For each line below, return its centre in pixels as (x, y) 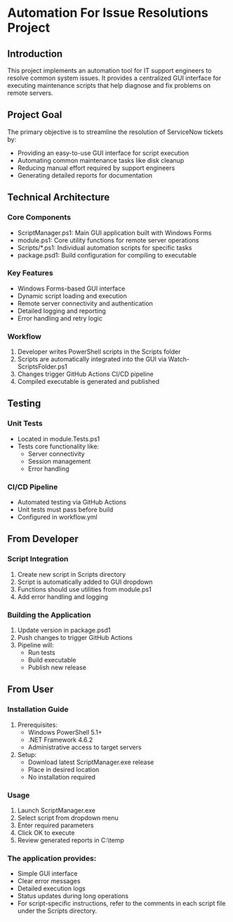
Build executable (52, 660)
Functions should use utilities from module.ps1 (85, 589)
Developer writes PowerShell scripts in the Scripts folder (99, 352)
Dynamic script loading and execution (72, 295)
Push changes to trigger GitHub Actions (75, 638)
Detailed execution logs (51, 888)
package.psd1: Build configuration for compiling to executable (107, 255)
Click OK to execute (46, 833)
